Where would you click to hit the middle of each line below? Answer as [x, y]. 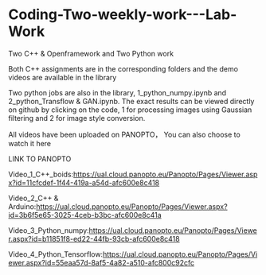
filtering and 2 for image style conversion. [77, 118]
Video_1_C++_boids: [41, 174]
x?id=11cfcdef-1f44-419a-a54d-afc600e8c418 [84, 182]
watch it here [30, 143]
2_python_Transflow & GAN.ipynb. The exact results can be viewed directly [131, 101]
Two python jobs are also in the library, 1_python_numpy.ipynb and [117, 92]
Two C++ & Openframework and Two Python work [91, 53]
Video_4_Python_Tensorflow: [56, 254]
